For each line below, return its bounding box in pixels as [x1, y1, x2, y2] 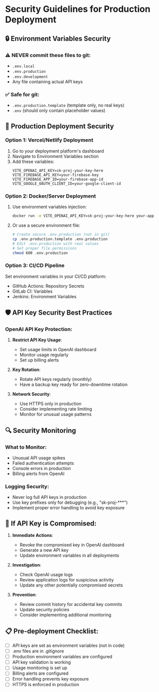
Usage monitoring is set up [12, 665, 68, 671]
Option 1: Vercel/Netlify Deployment [5, 137, 94, 144]
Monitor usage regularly [19, 352, 69, 358]
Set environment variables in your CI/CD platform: [5, 273, 107, 279]
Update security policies [19, 607, 70, 613]
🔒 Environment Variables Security [5, 34, 111, 43]
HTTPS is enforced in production [12, 682, 79, 688]
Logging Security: [5, 483, 49, 490]
